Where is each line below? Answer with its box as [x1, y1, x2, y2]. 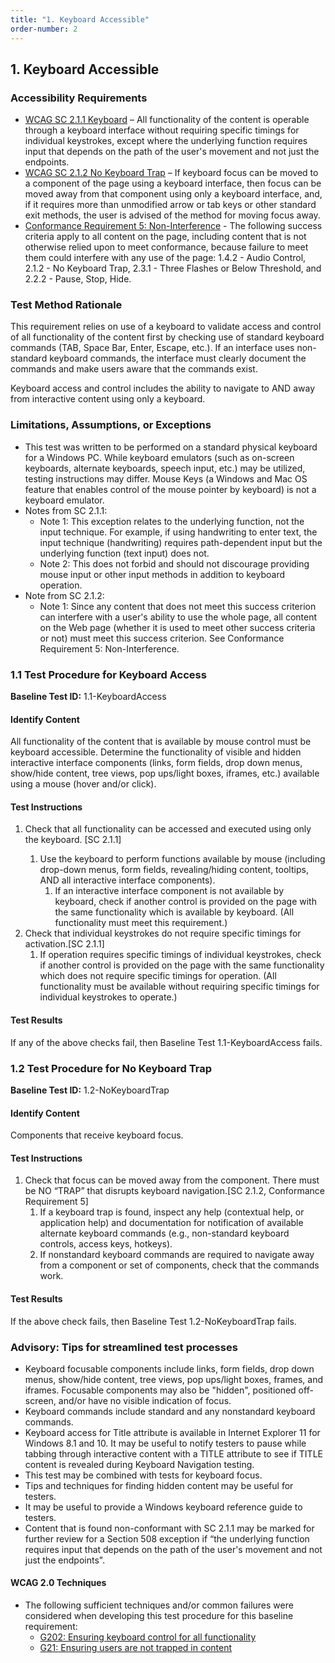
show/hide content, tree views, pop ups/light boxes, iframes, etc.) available [10, 767, 320, 780]
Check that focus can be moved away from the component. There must [24, 1174, 320, 1186]
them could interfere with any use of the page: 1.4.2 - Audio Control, [24, 252, 307, 264]
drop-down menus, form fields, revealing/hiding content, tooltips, [39, 864, 309, 876]
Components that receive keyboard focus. [10, 1129, 184, 1141]
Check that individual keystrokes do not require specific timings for [24, 927, 302, 940]
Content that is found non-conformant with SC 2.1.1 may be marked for [24, 1522, 315, 1534]
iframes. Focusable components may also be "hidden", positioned [24, 1384, 297, 1396]
